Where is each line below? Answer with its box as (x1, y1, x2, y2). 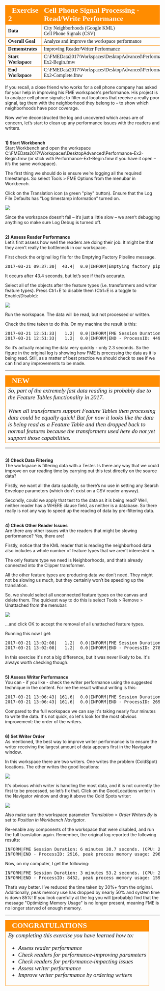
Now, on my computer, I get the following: (5, 861, 89, 866)
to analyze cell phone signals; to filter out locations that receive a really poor (5, 95, 160, 100)
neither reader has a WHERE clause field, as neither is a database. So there (5, 503, 157, 508)
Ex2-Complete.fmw (43, 72, 83, 78)
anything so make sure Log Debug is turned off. (5, 220, 102, 225)
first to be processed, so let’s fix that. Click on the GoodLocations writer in (5, 788, 156, 793)
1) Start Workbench (5, 140, 46, 145)
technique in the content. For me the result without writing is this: (5, 685, 137, 690)
